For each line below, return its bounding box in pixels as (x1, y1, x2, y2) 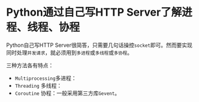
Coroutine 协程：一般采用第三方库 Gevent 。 (14, 89, 120, 97)
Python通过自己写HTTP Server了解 (6, 5, 182, 19)
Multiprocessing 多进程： (14, 74, 77, 82)
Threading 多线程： (14, 82, 62, 89)
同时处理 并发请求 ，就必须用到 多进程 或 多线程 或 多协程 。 (6, 49, 133, 56)
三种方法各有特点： (6, 61, 54, 69)
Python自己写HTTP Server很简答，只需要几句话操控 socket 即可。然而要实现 (6, 41, 193, 49)
